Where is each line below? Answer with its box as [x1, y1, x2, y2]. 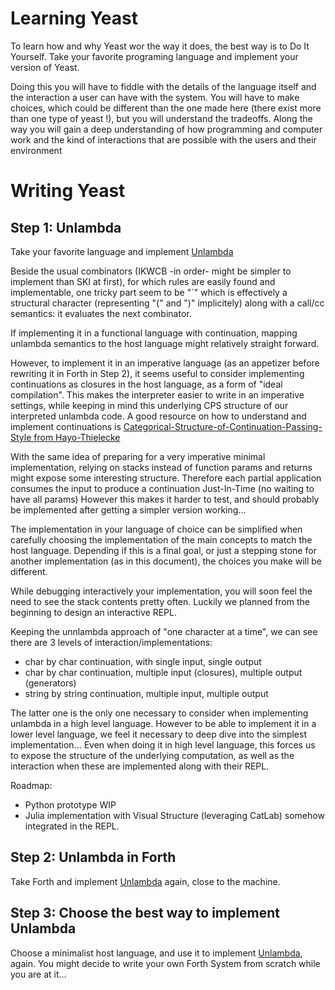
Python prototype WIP [24, 798, 117, 811]
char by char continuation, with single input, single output [24, 655, 262, 667]
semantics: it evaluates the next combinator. [10, 307, 192, 319]
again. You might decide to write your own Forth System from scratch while [10, 957, 321, 969]
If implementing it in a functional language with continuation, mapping [10, 327, 298, 339]
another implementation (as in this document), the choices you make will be [10, 555, 322, 567]
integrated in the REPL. [24, 820, 120, 832]
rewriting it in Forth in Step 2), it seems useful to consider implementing [10, 367, 305, 379]
